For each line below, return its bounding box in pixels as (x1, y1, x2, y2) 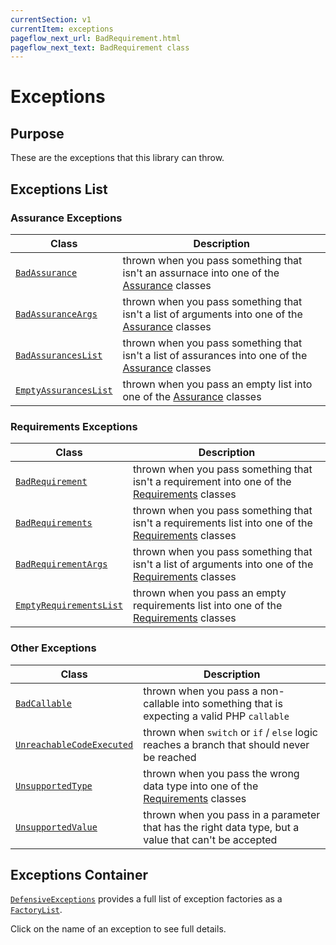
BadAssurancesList (15, 349, 103, 361)
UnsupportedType (15, 780, 93, 791)
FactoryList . (10, 904, 63, 916)
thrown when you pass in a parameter (143, 807, 321, 821)
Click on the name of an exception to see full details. (10, 923, 227, 935)
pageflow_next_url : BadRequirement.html (10, 33, 182, 43)
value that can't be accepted (143, 832, 278, 846)
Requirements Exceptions (10, 419, 138, 433)
